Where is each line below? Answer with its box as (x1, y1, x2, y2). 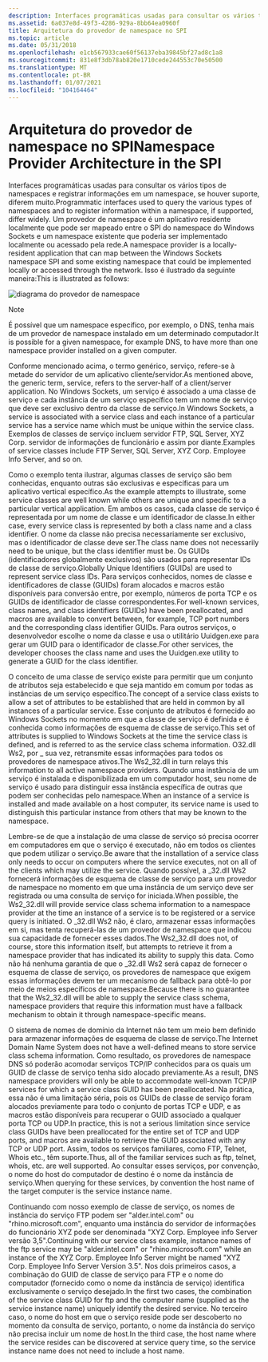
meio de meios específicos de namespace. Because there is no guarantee (8, 984, 250, 994)
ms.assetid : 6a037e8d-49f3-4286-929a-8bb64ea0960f (8, 19, 180, 27)
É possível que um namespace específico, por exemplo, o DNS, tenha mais (8, 320, 255, 330)
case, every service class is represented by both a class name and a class (8, 521, 253, 531)
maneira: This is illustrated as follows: (8, 274, 130, 283)
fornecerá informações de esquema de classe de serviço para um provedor (8, 874, 257, 884)
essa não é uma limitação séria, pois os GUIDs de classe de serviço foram (8, 1093, 252, 1103)
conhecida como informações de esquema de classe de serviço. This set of (8, 723, 255, 733)
